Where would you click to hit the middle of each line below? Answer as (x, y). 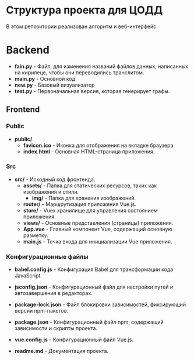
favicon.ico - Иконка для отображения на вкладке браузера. (99, 145)
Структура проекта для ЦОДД (84, 10)
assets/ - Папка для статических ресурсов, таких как (90, 186)
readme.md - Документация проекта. (61, 351)
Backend (28, 50)
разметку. (36, 235)
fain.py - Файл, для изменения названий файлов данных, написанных (101, 66)
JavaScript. (28, 276)
